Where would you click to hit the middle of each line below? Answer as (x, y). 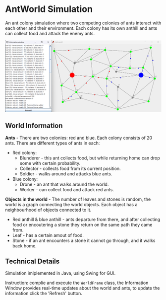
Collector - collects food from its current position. (70, 168)
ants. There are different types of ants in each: (53, 143)
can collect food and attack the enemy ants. (50, 33)
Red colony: (25, 152)
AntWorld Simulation (49, 9)
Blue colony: (25, 179)
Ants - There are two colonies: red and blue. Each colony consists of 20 (79, 138)
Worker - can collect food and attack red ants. (67, 189)
